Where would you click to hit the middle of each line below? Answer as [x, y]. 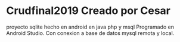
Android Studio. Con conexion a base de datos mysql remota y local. [90, 33]
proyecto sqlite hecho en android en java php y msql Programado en [90, 27]
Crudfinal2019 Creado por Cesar [89, 11]
